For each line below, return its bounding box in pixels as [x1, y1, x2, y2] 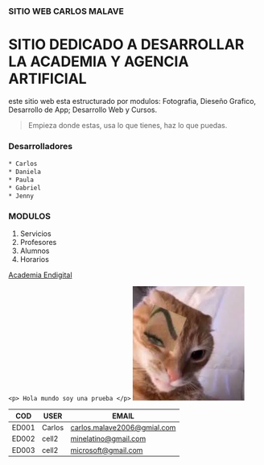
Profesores [19, 238, 57, 247]
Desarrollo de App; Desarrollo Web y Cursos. [8, 105, 158, 114]
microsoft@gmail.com [70, 445, 143, 455]
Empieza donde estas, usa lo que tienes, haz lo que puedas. [27, 120, 228, 130]
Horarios [19, 255, 50, 264]
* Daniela [8, 168, 42, 176]
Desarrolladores [8, 140, 73, 152]
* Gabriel [8, 184, 42, 193]
